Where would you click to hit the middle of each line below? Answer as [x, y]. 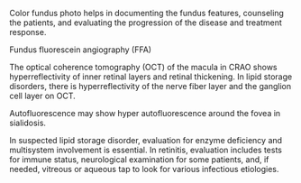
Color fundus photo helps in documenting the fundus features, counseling [146, 13]
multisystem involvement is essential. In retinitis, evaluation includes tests [146, 150]
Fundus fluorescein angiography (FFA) [80, 50]
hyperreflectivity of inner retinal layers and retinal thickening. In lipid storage [151, 77]
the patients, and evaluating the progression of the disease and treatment [146, 23]
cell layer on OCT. [43, 96]
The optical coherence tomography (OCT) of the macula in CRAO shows [143, 67]
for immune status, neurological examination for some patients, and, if [139, 160]
